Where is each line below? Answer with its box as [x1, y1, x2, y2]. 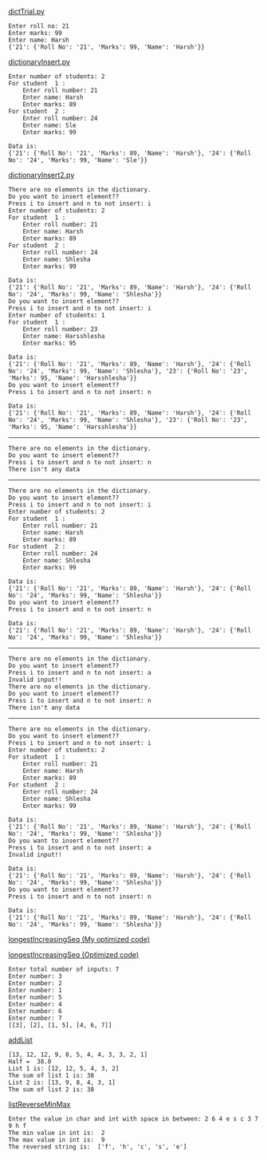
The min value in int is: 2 [8, 1129, 105, 1137]
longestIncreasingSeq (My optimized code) [8, 935, 150, 944]
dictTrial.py [8, 7, 45, 16]
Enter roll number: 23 [22, 325, 98, 333]
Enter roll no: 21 [8, 22, 69, 30]
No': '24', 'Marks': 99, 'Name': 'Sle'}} [8, 156, 148, 164]
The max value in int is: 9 [8, 1136, 105, 1144]
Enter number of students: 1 [8, 311, 105, 319]
